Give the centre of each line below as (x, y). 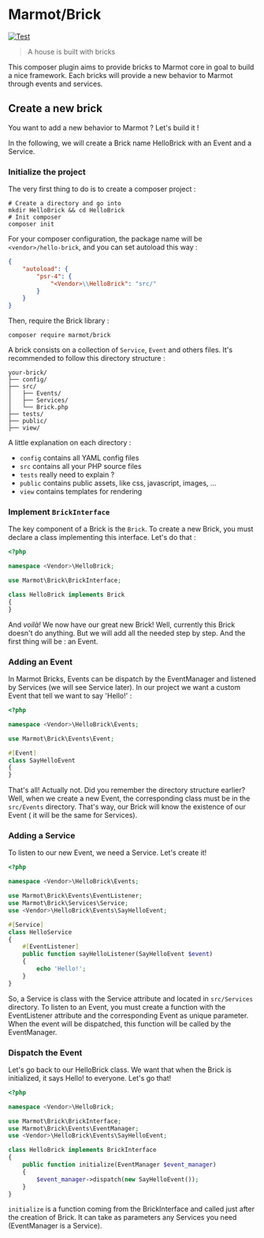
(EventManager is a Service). (55, 1226)
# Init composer (35, 218)
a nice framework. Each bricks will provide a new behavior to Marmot (121, 75)
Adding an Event (41, 662)
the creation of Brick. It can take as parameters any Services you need (123, 1217)
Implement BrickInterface (59, 512)
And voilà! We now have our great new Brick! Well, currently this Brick (122, 625)
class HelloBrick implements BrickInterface (82, 1150)
